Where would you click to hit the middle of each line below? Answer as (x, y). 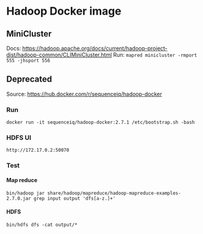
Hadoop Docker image (64, 11)
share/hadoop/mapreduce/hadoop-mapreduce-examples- (114, 193)
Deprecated (29, 80)
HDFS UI (19, 138)
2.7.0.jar (19, 198)
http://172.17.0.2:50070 (38, 151)
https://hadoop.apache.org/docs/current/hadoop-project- (95, 48)
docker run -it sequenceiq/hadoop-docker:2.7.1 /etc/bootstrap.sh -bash (101, 122)
